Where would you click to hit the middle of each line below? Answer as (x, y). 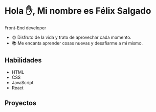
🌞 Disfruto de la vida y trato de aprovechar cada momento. (71, 37)
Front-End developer (25, 28)
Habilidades (23, 60)
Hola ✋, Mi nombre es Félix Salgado (78, 11)
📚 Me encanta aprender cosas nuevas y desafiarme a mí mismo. (77, 43)
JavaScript (22, 82)
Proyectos (21, 103)
